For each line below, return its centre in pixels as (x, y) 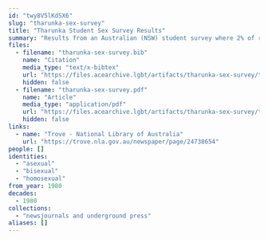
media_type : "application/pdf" (75, 104)
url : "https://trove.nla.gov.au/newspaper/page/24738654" (121, 141)
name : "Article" (50, 97)
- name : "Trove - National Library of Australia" (99, 134)
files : (19, 45)
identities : (28, 156)
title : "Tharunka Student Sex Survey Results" (87, 30)
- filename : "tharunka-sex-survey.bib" (82, 53)
